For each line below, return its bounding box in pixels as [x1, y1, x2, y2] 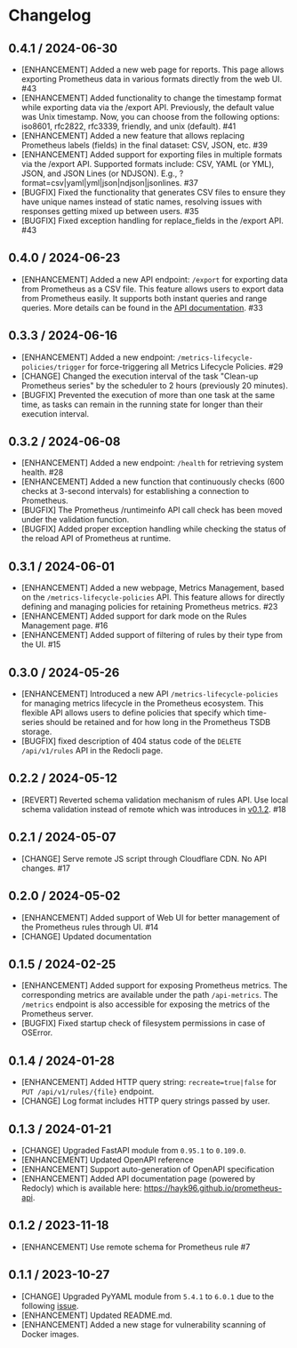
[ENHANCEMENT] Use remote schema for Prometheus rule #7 [20, 1241, 251, 1252]
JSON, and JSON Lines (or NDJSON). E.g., [20, 168, 178, 179]
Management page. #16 [20, 620, 108, 631]
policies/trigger [20, 363, 86, 371]
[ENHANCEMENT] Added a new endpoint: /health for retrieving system [20, 458, 284, 468]
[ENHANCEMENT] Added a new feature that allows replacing [20, 131, 245, 140]
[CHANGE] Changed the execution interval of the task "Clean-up [20, 371, 259, 381]
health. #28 [20, 467, 64, 478]
